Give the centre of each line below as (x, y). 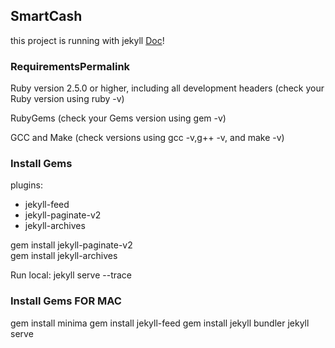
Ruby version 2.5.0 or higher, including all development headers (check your (167, 88)
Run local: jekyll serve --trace (71, 275)
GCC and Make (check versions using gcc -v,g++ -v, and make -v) (147, 138)
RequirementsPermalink (70, 66)
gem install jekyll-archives (64, 256)
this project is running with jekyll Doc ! (87, 40)
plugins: (26, 185)
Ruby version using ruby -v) (67, 99)
